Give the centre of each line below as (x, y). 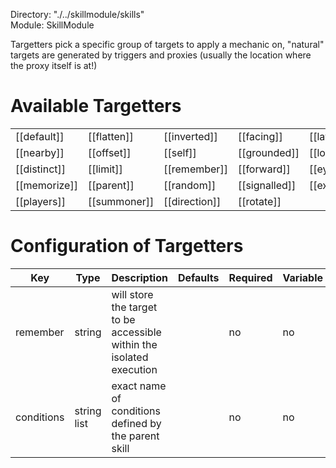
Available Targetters (96, 106)
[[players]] (40, 201)
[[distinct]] (41, 169)
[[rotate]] (259, 201)
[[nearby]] (40, 152)
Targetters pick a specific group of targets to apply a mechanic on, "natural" (167, 44)
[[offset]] (109, 152)
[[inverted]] (190, 136)
